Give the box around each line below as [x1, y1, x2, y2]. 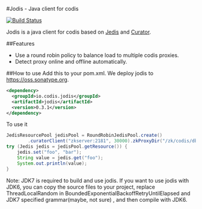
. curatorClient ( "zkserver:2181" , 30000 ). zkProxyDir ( [28, 138, 163, 144]
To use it [6, 121, 28, 128]
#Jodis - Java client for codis [6, 5, 79, 12]
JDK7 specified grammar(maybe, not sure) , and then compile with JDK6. [6, 196, 188, 203]
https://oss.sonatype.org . [6, 76, 69, 83]
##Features [6, 40, 35, 47]
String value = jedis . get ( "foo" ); [17, 154, 103, 161]
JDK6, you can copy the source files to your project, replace [6, 183, 155, 190]
